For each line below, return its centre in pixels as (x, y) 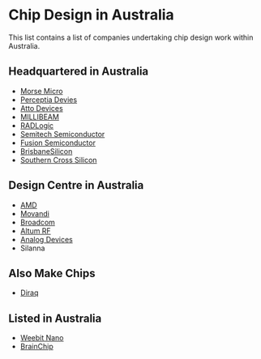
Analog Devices (46, 239)
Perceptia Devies (49, 100)
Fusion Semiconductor (58, 143)
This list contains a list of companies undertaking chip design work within (131, 37)
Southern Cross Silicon (58, 160)
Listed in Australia (55, 318)
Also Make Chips (52, 273)
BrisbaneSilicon (46, 151)
